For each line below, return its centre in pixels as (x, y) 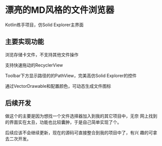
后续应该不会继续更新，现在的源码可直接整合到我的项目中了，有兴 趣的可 (79, 132)
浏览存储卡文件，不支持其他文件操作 (42, 54)
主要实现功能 (25, 42)
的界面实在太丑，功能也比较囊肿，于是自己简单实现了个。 (63, 122)
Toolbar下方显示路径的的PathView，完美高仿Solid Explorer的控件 (71, 75)
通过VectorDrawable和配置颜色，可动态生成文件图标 (58, 86)
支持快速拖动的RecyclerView (34, 65)
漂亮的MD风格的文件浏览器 (60, 10)
